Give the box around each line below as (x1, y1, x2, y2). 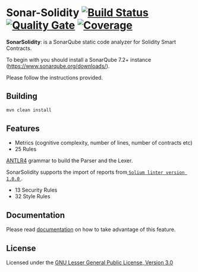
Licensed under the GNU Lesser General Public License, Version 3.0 (6, 259, 174, 266)
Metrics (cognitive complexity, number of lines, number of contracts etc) (14, 139, 193, 146)
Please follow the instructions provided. (6, 74, 103, 81)
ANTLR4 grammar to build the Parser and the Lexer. (6, 157, 133, 164)
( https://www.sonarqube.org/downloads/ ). (6, 62, 110, 70)
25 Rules (14, 146, 37, 153)
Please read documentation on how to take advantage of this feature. (6, 226, 176, 233)
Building (6, 91, 37, 101)
